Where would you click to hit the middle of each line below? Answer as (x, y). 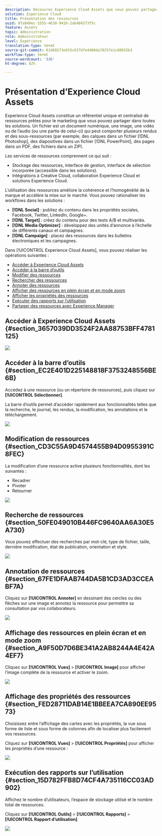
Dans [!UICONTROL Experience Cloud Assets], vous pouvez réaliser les (76, 250)
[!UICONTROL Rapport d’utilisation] (41, 819)
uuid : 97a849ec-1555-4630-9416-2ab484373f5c (50, 23)
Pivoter (19, 485)
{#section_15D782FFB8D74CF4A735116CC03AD (80, 780)
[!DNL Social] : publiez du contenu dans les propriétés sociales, (75, 210)
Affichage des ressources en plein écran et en (75, 633)
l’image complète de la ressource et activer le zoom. (57, 672)
